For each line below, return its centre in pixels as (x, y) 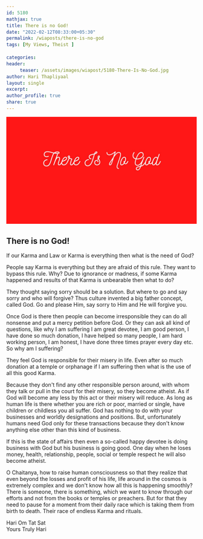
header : (16, 64)
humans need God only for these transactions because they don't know (95, 423)
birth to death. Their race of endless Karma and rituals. (75, 511)
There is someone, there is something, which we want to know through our (99, 492)
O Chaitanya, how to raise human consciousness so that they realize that (97, 472)
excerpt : (17, 90)
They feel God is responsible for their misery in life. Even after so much (95, 361)
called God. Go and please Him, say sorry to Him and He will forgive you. (97, 305)
